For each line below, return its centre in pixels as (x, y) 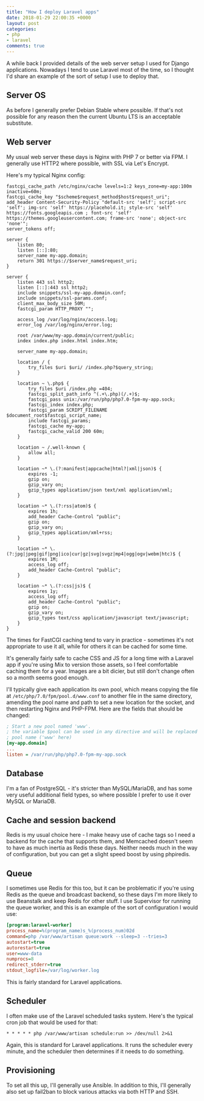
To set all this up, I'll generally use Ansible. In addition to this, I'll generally (99, 1085)
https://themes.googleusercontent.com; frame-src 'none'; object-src (97, 218)
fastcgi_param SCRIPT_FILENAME (68, 410)
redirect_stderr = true (34, 965)
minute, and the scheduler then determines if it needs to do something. (95, 1051)
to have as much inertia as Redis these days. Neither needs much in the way (102, 848)
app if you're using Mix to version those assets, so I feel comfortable (92, 664)
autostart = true (26, 942)
